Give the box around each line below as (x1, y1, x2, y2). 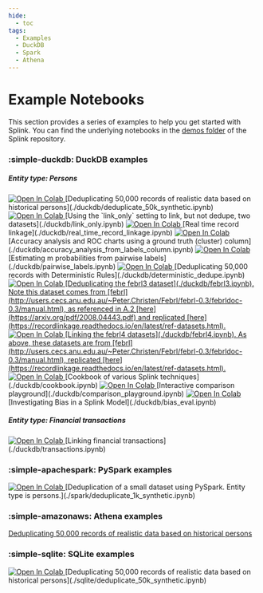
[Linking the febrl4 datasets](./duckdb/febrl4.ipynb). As (65, 329, 247, 339)
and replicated (138, 312, 186, 322)
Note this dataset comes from (8, 287, 106, 296)
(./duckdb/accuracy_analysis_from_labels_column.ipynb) (8, 244, 194, 254)
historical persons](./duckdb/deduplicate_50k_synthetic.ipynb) (8, 202, 214, 212)
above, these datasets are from (8, 338, 111, 347)
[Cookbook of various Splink (65, 372, 159, 381)
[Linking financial (65, 436, 122, 445)
